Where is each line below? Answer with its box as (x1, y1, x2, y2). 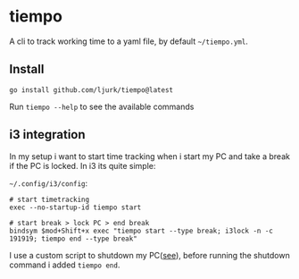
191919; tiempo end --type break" (9, 234, 138, 243)
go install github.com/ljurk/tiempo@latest (9, 85, 174, 95)
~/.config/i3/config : (9, 177, 88, 189)
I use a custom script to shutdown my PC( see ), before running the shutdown (9, 249, 290, 260)
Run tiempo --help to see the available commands (9, 101, 195, 112)
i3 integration (9, 127, 87, 142)
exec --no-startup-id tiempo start (9, 203, 142, 212)
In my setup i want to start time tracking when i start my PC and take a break (9, 150, 290, 162)
